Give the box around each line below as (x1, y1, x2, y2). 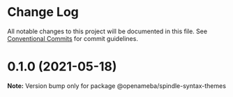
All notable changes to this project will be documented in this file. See (7, 27, 208, 35)
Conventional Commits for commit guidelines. (7, 34, 138, 42)
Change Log (7, 4, 79, 20)
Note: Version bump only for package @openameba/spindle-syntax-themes (7, 81, 227, 90)
